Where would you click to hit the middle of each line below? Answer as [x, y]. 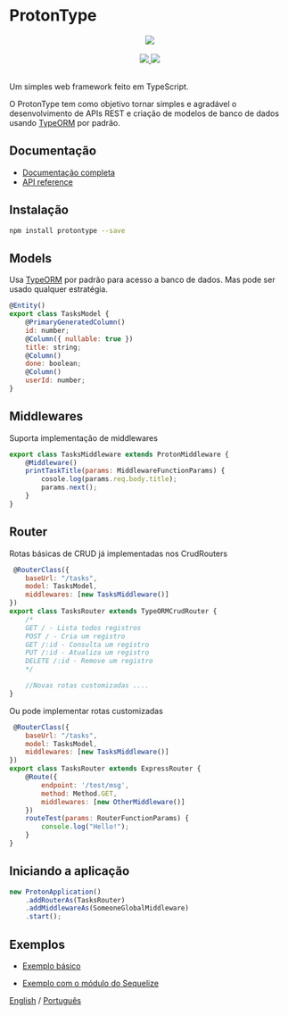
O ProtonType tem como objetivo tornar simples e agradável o [123, 104]
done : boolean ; [53, 364]
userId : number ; [56, 380]
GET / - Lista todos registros [83, 628]
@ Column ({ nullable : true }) [79, 339]
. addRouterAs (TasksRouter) [75, 900]
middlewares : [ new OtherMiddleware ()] [113, 802]
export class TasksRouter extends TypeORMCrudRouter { [113, 611]
